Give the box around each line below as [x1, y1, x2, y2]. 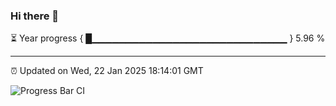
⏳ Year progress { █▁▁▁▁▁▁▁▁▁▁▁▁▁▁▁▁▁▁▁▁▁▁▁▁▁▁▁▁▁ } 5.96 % [10, 32, 326, 44]
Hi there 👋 [10, 9, 60, 23]
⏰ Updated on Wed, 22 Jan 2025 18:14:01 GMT [10, 65, 204, 77]
